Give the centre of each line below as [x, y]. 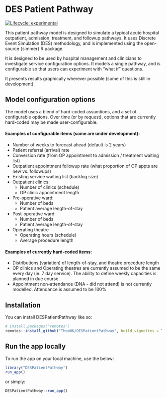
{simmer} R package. [42, 48]
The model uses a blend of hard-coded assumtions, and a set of [71, 111]
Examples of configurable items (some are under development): [73, 134]
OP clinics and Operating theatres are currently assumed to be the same [86, 268]
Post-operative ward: [34, 214]
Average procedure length [46, 240]
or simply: [15, 382]
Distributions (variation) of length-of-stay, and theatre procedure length [85, 263]
